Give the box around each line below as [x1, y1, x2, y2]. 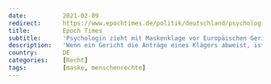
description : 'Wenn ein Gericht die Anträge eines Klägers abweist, [8, 42, 251, 50]
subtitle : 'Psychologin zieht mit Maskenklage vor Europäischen [8, 34, 248, 42]
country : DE [8, 49, 70, 57]
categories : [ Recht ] [8, 57, 89, 65]
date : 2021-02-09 [8, 11, 99, 20]
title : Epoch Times [8, 26, 103, 34]
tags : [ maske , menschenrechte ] [8, 64, 147, 72]
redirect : [8, 19, 42, 27]
